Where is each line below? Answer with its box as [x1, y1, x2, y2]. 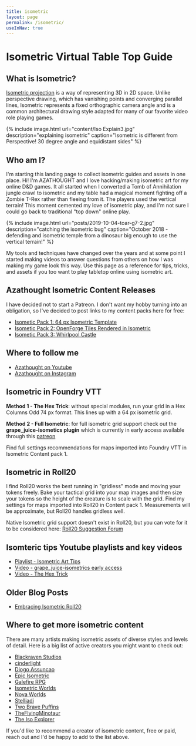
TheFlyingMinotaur [14, 709, 60, 717]
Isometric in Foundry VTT [6, 387, 102, 397]
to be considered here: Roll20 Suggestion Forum [6, 525, 123, 532]
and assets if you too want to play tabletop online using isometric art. [6, 268, 173, 275]
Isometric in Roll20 [6, 467, 76, 477]
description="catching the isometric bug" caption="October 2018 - [6, 226, 168, 233]
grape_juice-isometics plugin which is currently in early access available [6, 426, 185, 434]
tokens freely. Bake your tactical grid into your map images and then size [6, 489, 183, 496]
